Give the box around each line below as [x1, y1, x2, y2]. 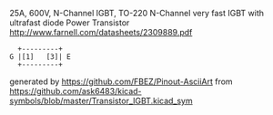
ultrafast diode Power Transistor [9, 17, 130, 28]
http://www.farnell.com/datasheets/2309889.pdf [9, 27, 193, 37]
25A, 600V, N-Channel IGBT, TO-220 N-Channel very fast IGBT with [9, 8, 265, 18]
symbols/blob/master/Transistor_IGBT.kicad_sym [9, 95, 193, 106]
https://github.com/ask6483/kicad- [9, 86, 143, 96]
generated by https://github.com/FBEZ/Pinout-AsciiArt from [9, 76, 234, 87]
